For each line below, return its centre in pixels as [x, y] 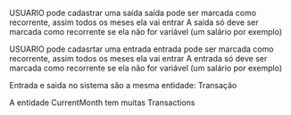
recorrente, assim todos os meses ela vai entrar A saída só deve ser [134, 22]
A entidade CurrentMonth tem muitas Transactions [102, 103]
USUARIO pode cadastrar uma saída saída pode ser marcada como [133, 13]
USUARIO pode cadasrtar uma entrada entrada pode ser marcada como [141, 49]
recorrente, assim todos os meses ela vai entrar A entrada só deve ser [138, 58]
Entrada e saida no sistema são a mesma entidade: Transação [123, 85]
